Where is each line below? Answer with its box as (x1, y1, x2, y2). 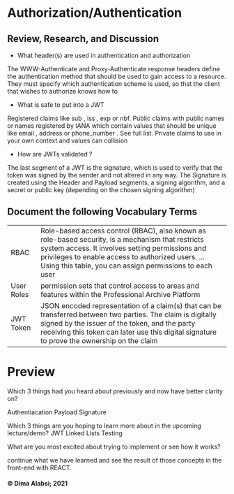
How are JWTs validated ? (17, 150, 93, 158)
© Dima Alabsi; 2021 (7, 479, 68, 488)
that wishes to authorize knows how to (7, 87, 118, 95)
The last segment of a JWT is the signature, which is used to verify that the (7, 164, 223, 172)
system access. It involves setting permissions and (40, 243, 207, 253)
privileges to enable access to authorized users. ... (40, 252, 205, 261)
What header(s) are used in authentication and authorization (17, 51, 191, 59)
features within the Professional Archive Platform (40, 289, 201, 299)
